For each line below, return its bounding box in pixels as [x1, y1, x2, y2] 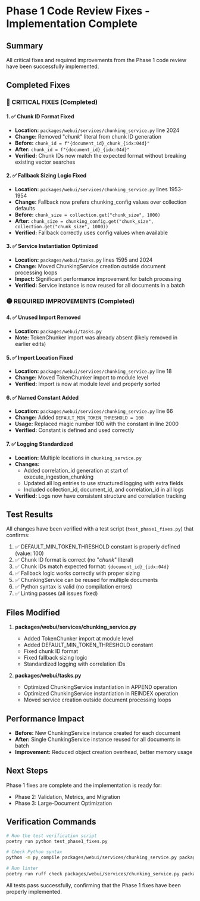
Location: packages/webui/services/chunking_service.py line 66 [14, 407, 173, 415]
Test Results [6, 510, 54, 520]
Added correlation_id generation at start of [23, 467, 129, 474]
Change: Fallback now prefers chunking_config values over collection [14, 198, 187, 206]
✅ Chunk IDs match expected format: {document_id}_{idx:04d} [14, 563, 170, 570]
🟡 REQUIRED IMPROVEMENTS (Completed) [6, 297, 135, 305]
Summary [6, 41, 43, 51]
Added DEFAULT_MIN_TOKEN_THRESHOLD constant [23, 641, 154, 649]
